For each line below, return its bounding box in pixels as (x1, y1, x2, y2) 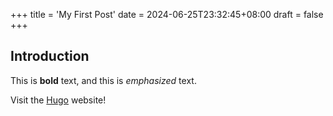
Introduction (10, 48, 90, 65)
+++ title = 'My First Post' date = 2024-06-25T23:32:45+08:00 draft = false (10, 9, 324, 20)
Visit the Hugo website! (10, 94, 107, 106)
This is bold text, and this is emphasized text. (10, 74, 197, 86)
